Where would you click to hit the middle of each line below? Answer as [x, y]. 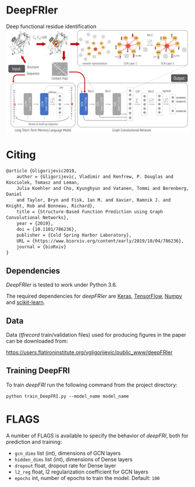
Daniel [14, 194]
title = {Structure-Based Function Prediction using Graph [90, 212]
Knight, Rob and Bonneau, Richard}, [51, 206]
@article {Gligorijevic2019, [41, 171]
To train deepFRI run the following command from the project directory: [92, 385]
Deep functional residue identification [51, 26]
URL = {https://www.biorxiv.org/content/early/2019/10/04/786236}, [100, 241]
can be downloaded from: [37, 341]
